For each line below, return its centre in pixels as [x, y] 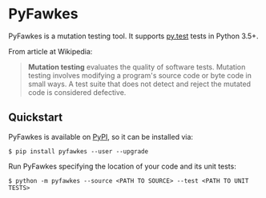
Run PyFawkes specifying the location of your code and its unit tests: [122, 166]
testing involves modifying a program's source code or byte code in [140, 75]
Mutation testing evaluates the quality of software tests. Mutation [137, 67]
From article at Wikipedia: [50, 51]
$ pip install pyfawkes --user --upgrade [79, 151]
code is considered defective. [77, 92]
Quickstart [36, 118]
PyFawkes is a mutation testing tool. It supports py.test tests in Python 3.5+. [133, 36]
